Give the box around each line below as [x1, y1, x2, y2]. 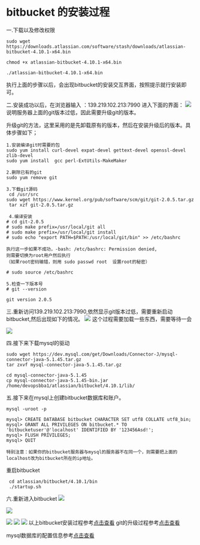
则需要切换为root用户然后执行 [6, 252, 71, 258]
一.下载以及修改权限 [6, 26, 56, 34]
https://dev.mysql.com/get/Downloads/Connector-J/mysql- [32, 351, 178, 357]
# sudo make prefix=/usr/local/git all [6, 224, 106, 230]
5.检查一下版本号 [6, 281, 43, 287]
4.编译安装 [8, 213, 33, 219]
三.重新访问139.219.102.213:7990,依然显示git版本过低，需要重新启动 [6, 308, 173, 315]
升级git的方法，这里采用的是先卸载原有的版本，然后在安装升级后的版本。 [6, 121, 186, 129]
